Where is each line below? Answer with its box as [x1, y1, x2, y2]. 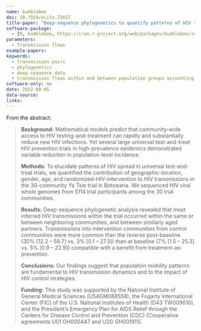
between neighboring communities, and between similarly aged [20, 219, 178, 226]
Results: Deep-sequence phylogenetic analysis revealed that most [20, 206, 186, 213]
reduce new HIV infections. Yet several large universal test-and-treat [20, 138, 190, 145]
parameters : [6, 36, 36, 42]
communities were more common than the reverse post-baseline [20, 231, 181, 238]
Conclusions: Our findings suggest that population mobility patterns [20, 262, 190, 269]
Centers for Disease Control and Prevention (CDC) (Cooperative [20, 311, 179, 318]
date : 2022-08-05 [6, 87, 50, 93]
